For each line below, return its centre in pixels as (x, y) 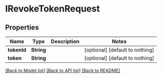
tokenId (17, 50)
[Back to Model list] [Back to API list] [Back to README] (63, 70)
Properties (22, 27)
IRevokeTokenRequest (53, 9)
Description (65, 42)
